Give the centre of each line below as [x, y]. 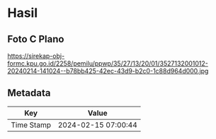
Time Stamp [31, 125]
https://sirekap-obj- [36, 56]
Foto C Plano [36, 39]
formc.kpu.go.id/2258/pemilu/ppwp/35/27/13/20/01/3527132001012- [108, 64]
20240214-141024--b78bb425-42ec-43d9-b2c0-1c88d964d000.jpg [108, 71]
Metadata [29, 93]
